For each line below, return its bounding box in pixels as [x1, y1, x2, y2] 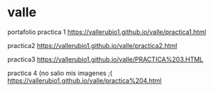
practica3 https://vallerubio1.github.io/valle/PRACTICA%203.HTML [7, 54, 204, 64]
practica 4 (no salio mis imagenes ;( [7, 69, 113, 77]
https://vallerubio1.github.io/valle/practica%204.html [7, 76, 162, 85]
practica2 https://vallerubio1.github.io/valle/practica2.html [7, 41, 178, 50]
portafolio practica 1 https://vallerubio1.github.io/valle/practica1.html [7, 28, 207, 36]
